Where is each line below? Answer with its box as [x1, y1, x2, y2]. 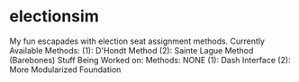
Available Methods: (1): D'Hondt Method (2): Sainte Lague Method [9, 45, 254, 55]
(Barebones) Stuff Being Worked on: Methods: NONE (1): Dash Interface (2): [9, 54, 291, 65]
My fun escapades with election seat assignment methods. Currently [9, 36, 266, 46]
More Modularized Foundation [9, 64, 122, 75]
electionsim [9, 6, 99, 27]
